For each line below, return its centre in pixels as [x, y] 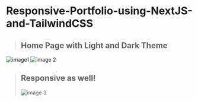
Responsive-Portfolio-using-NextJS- [99, 11]
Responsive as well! [58, 78]
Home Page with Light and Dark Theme [94, 45]
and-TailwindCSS [50, 23]
